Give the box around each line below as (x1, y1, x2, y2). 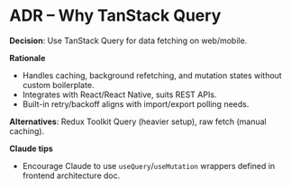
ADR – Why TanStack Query (9, 5, 222, 26)
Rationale (9, 52, 46, 63)
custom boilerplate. (22, 79, 95, 90)
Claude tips (9, 143, 54, 154)
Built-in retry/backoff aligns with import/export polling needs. (22, 98, 250, 109)
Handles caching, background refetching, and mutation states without (22, 69, 282, 81)
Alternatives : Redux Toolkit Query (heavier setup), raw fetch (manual (9, 116, 268, 127)
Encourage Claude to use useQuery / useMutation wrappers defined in (22, 160, 276, 171)
